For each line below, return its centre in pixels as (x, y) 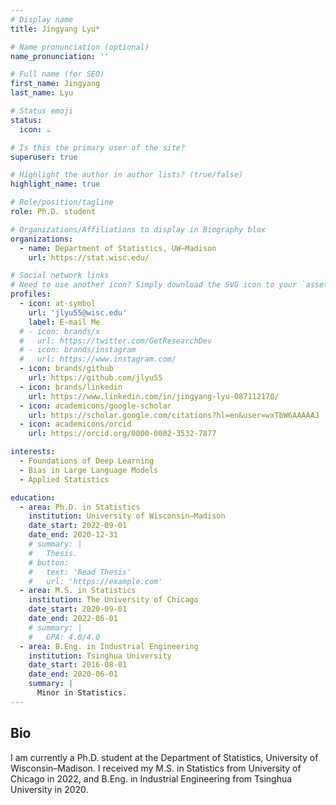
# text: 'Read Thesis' (80, 572)
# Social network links (60, 276)
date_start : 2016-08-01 (78, 665)
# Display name (42, 19)
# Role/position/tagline (62, 202)
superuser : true (44, 157)
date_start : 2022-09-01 (78, 526)
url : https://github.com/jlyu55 (95, 378)
